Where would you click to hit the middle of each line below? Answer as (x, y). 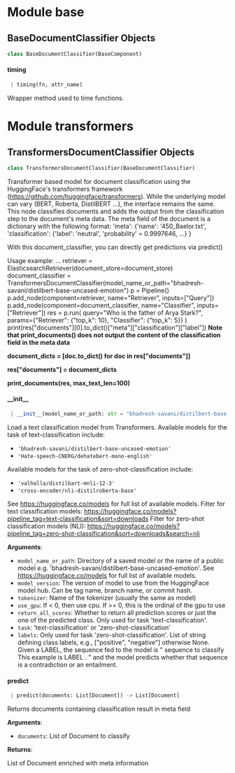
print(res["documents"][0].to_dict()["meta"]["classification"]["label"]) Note (115, 327)
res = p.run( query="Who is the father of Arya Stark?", (125, 313)
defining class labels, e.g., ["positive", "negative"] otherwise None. (113, 642)
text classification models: (45, 511)
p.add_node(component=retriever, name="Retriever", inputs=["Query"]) (111, 297)
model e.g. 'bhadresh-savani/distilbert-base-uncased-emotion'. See (116, 568)
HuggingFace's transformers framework (65, 189)
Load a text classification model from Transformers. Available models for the (117, 427)
